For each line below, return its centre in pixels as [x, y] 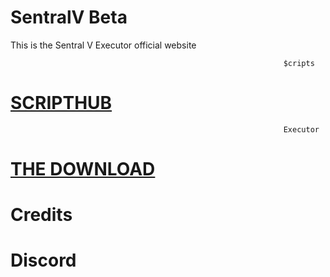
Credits [41, 215]
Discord [43, 260]
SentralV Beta [69, 17]
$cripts [299, 63]
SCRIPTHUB [61, 103]
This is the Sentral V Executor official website [103, 45]
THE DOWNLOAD [83, 169]
